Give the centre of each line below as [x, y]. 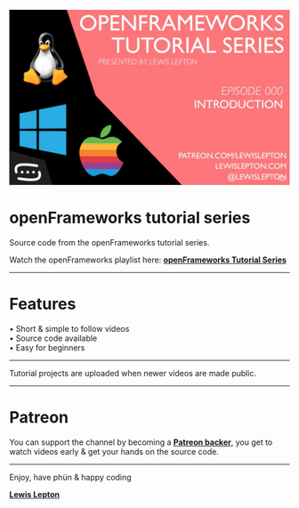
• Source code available [53, 338]
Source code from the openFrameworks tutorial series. [109, 242]
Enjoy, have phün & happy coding [70, 477]
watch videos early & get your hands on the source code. [114, 451]
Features [43, 304]
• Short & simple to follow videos [69, 328]
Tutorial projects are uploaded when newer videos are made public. [133, 373]
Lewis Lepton [35, 494]
